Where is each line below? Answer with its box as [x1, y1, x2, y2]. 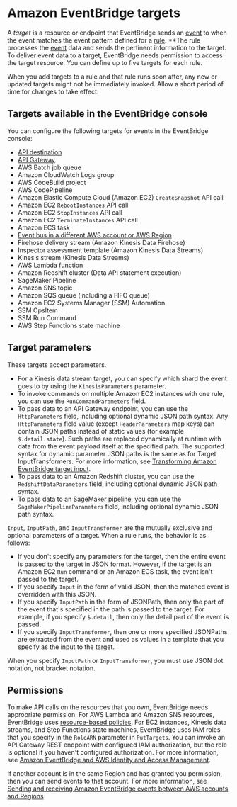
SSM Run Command [17, 313, 76, 322]
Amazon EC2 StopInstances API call [17, 208, 122, 217]
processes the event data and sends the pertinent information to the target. [7, 43, 227, 52]
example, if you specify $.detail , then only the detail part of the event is [17, 612, 229, 621]
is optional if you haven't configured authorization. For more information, [7, 748, 219, 757]
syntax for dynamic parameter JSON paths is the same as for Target [17, 449, 216, 458]
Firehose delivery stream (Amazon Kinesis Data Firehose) [17, 238, 185, 247]
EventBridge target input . [17, 464, 91, 473]
